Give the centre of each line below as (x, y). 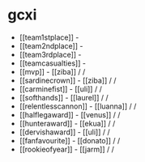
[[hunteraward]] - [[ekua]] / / (67, 123)
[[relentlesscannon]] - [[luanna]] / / (78, 106)
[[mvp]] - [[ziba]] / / (52, 71)
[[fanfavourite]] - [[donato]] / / (70, 140)
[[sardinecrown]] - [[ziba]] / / (68, 80)
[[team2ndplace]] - (51, 45)
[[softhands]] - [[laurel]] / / (64, 97)
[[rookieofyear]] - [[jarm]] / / (66, 149)
